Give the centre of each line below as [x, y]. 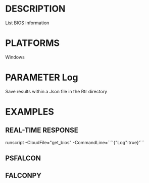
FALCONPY [23, 175]
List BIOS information [27, 23]
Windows [15, 57]
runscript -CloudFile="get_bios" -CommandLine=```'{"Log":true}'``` [75, 142]
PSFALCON [23, 159]
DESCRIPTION [35, 9]
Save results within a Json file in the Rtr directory [56, 91]
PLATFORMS [32, 43]
